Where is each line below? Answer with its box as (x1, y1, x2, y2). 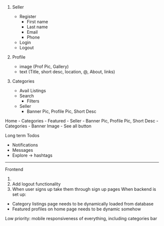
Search (19, 93, 34, 99)
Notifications (12, 142, 38, 148)
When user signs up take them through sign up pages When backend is (12, 186, 156, 192)
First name (26, 19, 48, 24)
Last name (26, 24, 48, 30)
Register (19, 14, 37, 19)
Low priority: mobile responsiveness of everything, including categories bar (5, 216, 157, 221)
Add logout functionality (12, 181, 61, 187)
